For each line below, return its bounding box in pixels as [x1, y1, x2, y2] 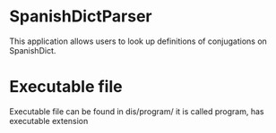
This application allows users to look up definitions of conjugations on [9, 36, 267, 46]
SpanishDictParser [9, 6, 152, 27]
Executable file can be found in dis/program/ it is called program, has [9, 105, 264, 117]
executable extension [9, 115, 89, 126]
